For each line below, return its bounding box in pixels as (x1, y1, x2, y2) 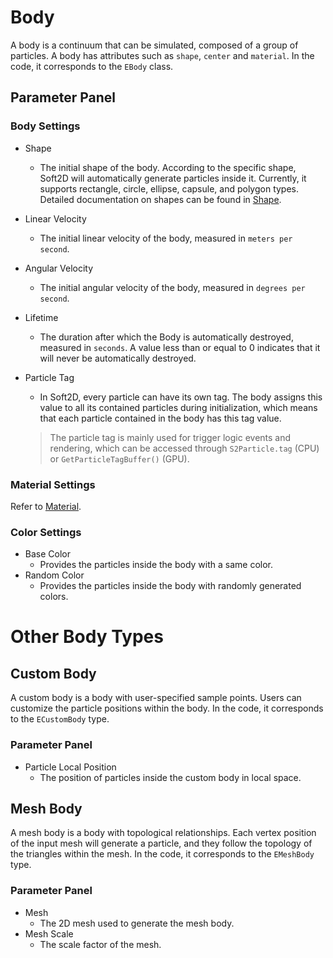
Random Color (24, 569, 85, 581)
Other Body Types (10, 626, 164, 648)
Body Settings (10, 119, 81, 133)
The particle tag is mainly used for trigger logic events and (49, 431, 292, 443)
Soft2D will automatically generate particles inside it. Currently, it (39, 172, 307, 184)
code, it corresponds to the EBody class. (10, 60, 174, 72)
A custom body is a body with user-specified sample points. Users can (10, 692, 302, 704)
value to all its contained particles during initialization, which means (39, 401, 318, 413)
